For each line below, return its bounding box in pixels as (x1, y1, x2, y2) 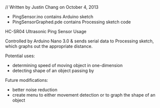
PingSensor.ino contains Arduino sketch (12, 14, 94, 19)
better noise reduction (12, 87, 58, 93)
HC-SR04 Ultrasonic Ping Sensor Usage (5, 29, 87, 34)
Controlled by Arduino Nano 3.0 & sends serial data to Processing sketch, (5, 38, 154, 44)
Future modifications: (5, 77, 48, 83)
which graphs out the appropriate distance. (5, 43, 93, 49)
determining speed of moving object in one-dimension (12, 63, 123, 68)
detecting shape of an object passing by (12, 68, 95, 73)
